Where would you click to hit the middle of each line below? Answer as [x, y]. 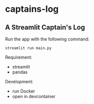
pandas [20, 72]
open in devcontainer [34, 96]
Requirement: [19, 57]
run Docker [24, 91]
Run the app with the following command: [47, 39]
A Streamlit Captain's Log [45, 27]
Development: [19, 82]
